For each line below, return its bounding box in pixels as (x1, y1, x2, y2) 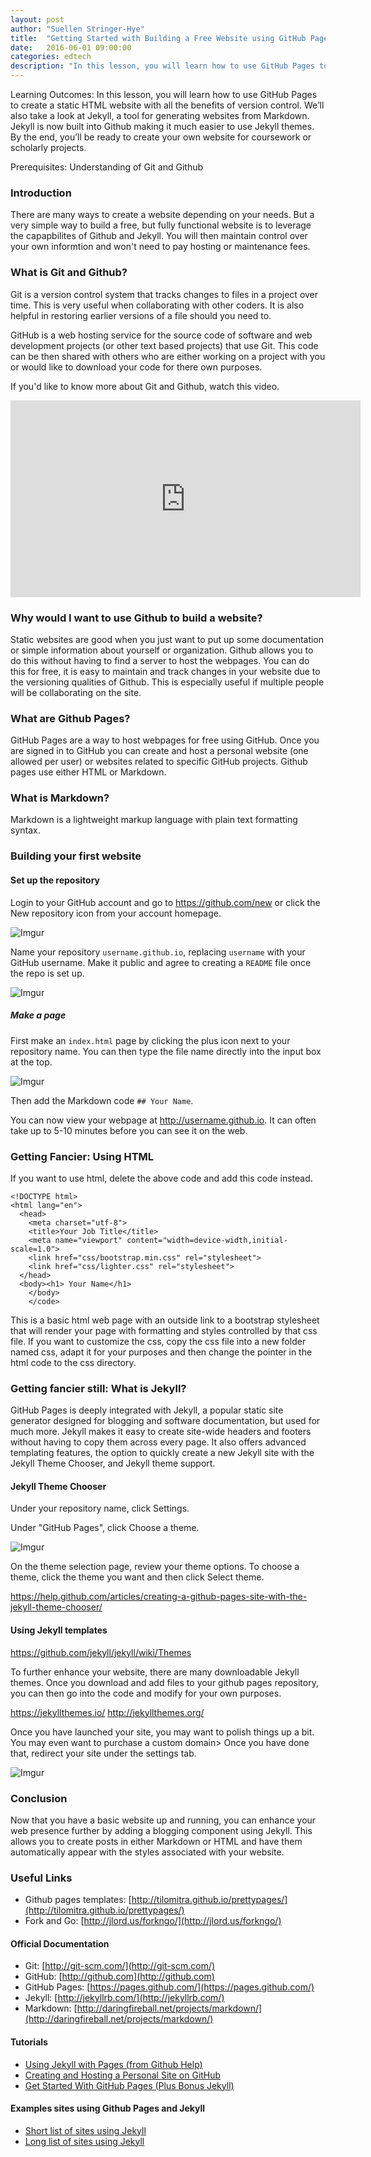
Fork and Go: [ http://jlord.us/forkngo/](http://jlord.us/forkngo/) (24, 1915, 282, 1927)
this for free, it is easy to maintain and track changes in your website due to (10, 665, 321, 677)
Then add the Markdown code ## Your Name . (10, 1094, 194, 1106)
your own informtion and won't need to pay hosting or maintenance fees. (10, 241, 311, 253)
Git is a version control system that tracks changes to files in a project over (10, 288, 319, 300)
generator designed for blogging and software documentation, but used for (10, 1415, 321, 1427)
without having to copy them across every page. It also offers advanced (10, 1436, 307, 1448)
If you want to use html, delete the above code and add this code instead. (10, 1172, 313, 1184)
